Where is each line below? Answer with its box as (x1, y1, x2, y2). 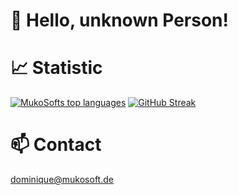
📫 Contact (10, 134, 102, 156)
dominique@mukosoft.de (10, 174, 114, 186)
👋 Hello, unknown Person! (10, 9, 230, 32)
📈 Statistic (10, 57, 103, 79)
